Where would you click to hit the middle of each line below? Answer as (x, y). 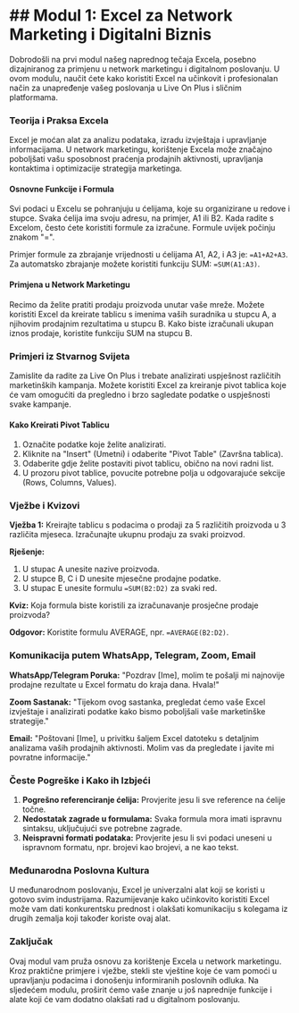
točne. (34, 809)
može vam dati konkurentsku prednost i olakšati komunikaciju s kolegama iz (149, 909)
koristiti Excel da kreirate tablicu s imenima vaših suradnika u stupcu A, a (143, 314)
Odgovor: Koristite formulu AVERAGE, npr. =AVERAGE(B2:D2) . (119, 632)
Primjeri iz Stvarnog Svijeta (70, 356)
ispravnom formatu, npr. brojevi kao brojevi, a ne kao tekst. (130, 848)
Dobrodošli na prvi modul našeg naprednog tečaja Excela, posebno (133, 59)
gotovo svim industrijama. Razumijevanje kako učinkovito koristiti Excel (139, 899)
